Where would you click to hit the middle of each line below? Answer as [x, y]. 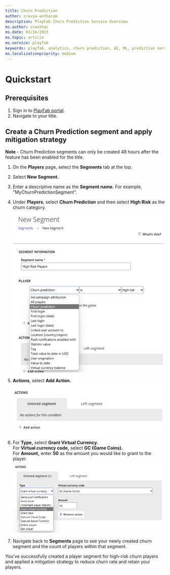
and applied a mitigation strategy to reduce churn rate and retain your [78, 562]
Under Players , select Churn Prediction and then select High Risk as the [89, 202]
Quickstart [28, 79]
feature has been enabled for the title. [45, 157]
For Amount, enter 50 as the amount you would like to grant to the [82, 453]
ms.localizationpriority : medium [40, 53]
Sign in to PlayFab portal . [38, 110]
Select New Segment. [36, 177]
